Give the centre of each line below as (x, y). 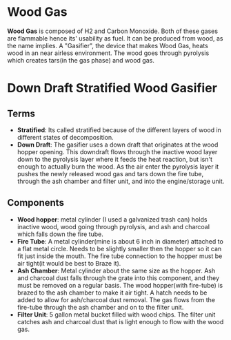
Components (36, 203)
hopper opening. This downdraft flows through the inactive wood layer (117, 151)
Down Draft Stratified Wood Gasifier (112, 88)
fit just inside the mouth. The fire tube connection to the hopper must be (120, 256)
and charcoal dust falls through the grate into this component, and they (118, 278)
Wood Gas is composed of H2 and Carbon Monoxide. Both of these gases (113, 31)
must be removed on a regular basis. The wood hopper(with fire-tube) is (120, 285)
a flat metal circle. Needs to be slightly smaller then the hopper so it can (119, 248)
